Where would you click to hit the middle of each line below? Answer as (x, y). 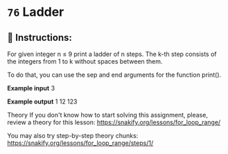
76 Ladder (36, 12)
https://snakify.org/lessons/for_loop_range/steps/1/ (80, 143)
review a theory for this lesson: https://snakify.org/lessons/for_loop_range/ (114, 122)
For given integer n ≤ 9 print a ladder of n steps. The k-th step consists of (112, 54)
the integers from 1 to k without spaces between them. (85, 61)
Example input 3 (31, 88)
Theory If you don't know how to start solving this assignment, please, (107, 115)
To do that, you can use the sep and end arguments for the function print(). (114, 75)
